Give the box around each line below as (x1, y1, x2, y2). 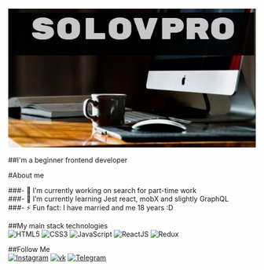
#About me (8, 170, 45, 180)
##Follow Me (8, 244, 50, 254)
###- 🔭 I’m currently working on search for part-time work (8, 185, 197, 195)
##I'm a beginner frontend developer (8, 155, 128, 165)
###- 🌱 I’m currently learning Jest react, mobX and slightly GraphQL (8, 194, 229, 203)
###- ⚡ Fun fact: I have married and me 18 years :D (8, 202, 174, 212)
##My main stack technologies (8, 221, 108, 230)
